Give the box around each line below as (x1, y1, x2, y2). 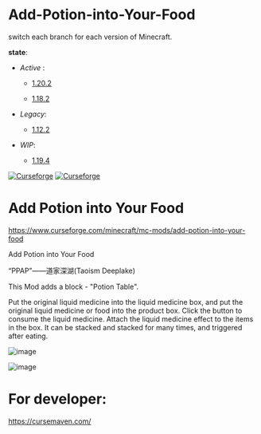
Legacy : (19, 109, 47, 119)
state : (8, 47, 28, 57)
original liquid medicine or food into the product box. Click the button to (8, 306, 243, 315)
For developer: (8, 390, 107, 408)
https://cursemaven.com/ (8, 416, 92, 426)
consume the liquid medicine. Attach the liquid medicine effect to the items (8, 314, 254, 324)
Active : (19, 62, 45, 73)
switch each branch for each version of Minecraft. (8, 32, 173, 41)
